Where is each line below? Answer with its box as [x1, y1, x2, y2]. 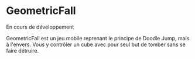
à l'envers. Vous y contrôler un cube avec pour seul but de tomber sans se [6, 41, 186, 48]
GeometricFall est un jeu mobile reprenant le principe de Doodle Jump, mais [6, 34, 190, 41]
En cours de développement [6, 23, 74, 30]
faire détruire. [6, 47, 39, 54]
